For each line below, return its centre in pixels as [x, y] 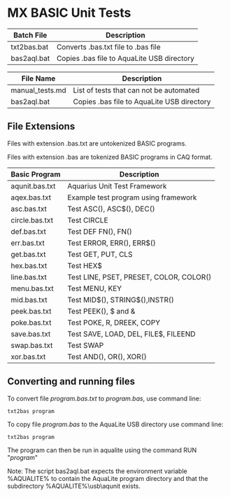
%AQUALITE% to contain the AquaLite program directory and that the [108, 478]
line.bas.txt [29, 276]
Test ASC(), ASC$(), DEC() [111, 209]
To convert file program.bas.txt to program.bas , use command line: [104, 398]
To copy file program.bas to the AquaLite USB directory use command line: [115, 424]
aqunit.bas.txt [33, 185]
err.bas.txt [28, 243]
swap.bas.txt [32, 345]
